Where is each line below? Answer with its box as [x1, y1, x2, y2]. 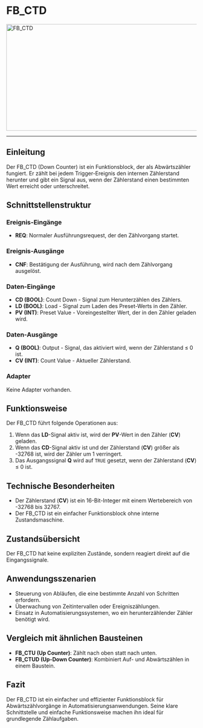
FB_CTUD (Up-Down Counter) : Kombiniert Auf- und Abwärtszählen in [14, 655, 190, 663]
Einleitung [6, 147, 45, 157]
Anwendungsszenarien [6, 574, 97, 584]
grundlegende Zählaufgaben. [6, 715, 79, 722]
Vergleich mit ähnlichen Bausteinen [6, 633, 143, 643]
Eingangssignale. [6, 556, 49, 563]
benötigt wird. [14, 615, 50, 623]
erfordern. [14, 596, 41, 603]
